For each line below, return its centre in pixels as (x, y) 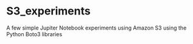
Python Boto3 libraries (34, 34)
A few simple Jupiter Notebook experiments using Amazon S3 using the (96, 28)
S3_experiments (48, 11)
